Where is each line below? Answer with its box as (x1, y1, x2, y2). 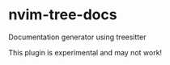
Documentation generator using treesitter (8, 32, 147, 42)
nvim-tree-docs (8, 6, 117, 24)
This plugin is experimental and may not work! (8, 47, 163, 57)
